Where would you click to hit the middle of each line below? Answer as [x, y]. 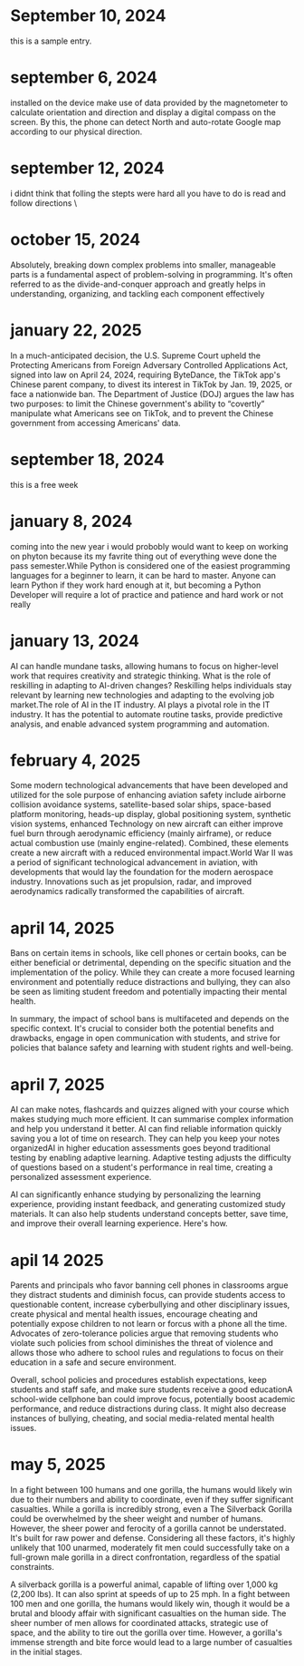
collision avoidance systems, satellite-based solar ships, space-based [141, 804]
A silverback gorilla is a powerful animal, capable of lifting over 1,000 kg [144, 1584]
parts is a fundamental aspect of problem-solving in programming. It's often [152, 274]
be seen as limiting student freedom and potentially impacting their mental [149, 992]
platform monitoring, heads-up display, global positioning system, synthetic [151, 814]
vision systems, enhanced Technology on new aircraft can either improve [147, 824]
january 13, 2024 [75, 641]
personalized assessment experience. [81, 1177]
